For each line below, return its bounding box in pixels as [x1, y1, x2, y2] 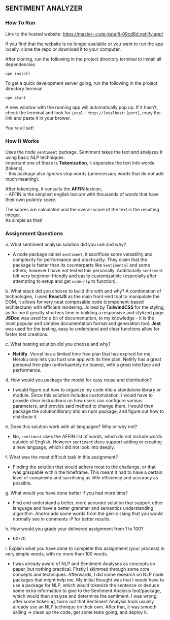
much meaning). [5, 176, 40, 182]
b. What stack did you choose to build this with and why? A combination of [5, 288, 161, 294]
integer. [5, 212, 21, 218]
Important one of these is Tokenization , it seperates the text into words [5, 159, 155, 166]
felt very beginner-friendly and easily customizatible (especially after [12, 273, 157, 279]
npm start [5, 95, 26, 101]
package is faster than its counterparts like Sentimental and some [12, 262, 151, 268]
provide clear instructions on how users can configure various [12, 398, 143, 404]
